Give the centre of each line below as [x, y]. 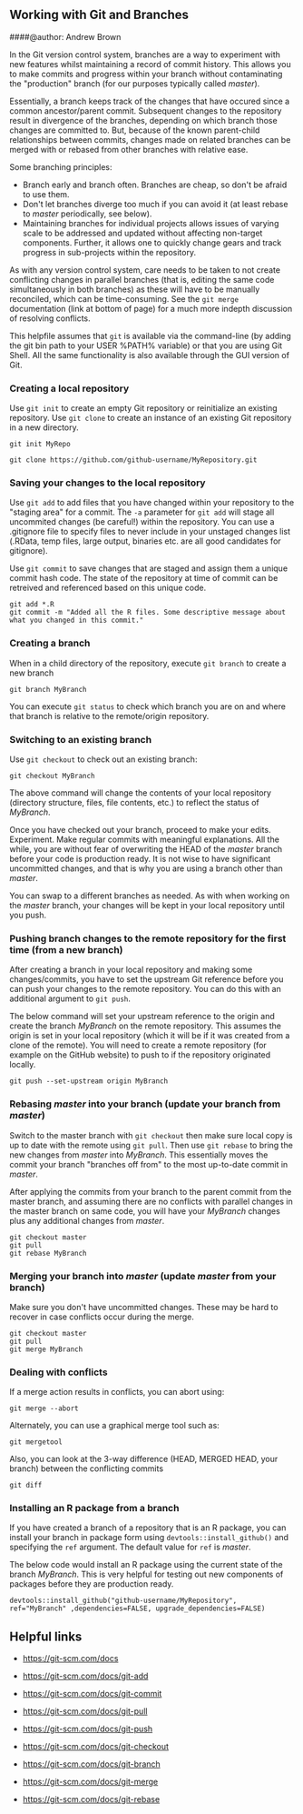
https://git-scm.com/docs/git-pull [85, 1711]
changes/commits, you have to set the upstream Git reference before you [147, 979]
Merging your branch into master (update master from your [143, 1276]
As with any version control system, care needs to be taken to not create [145, 270]
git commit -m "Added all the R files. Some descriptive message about [147, 613]
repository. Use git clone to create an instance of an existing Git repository [151, 418]
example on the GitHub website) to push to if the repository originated [140, 1055]
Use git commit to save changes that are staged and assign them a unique [149, 568]
